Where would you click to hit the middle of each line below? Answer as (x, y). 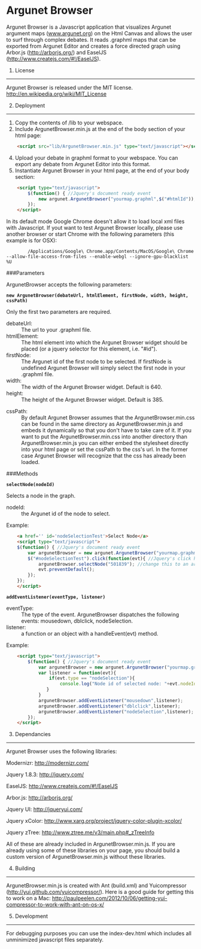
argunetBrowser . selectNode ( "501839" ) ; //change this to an (113, 564)
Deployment (30, 105)
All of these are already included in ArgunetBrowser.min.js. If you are (91, 844)
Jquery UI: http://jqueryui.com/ (44, 809)
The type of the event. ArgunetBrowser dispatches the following (100, 614)
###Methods (22, 474)
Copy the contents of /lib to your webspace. (69, 123)
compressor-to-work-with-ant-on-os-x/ (55, 905)
